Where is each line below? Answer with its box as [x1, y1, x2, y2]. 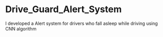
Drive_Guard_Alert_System [5, 4, 122, 15]
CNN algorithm [5, 25, 37, 31]
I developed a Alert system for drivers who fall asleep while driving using [5, 20, 158, 26]
